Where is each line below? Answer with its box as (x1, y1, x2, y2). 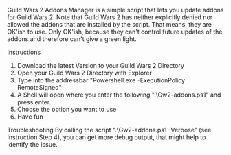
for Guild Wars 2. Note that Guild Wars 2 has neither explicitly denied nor (7, 13, 213, 21)
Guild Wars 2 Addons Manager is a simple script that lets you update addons (7, 6, 224, 14)
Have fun (16, 112, 43, 121)
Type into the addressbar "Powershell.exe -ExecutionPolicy (16, 76, 186, 84)
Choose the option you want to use (16, 106, 117, 113)
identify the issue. (7, 141, 58, 148)
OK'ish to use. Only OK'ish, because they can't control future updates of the (7, 27, 223, 36)
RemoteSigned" (16, 84, 62, 91)
